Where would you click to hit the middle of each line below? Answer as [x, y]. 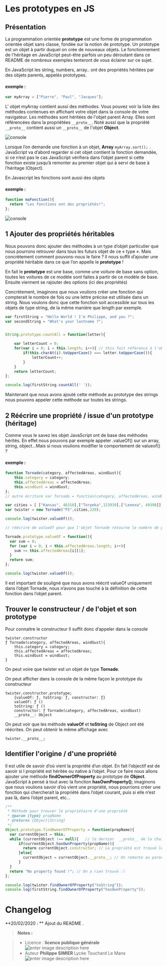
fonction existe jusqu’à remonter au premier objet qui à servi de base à [78, 163]
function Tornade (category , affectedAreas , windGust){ [63, 473]
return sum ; [22, 560]
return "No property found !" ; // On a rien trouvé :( [68, 871]
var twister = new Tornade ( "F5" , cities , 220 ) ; [53, 510]
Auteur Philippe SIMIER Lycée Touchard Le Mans [75, 953]
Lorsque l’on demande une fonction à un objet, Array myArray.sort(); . [78, 147]
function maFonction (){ [30, 200]
